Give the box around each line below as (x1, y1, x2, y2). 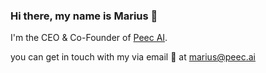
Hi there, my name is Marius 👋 (10, 9, 158, 23)
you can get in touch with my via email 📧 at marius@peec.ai (10, 51, 256, 63)
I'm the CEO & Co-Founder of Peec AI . (10, 32, 168, 44)
